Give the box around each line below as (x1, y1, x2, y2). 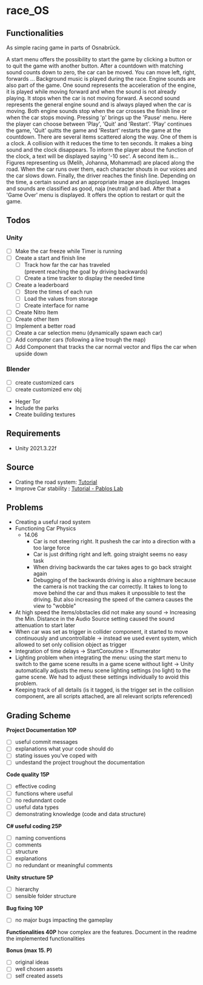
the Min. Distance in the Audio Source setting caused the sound (15, 615, 175, 623)
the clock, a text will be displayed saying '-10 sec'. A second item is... (6, 153, 179, 160)
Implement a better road (15, 323, 76, 330)
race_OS (6, 4, 50, 18)
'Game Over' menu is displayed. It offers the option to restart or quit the (6, 191, 185, 198)
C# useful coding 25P (6, 822, 62, 829)
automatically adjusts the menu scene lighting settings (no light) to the (15, 667, 191, 674)
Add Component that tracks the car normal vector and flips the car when (15, 343, 197, 350)
